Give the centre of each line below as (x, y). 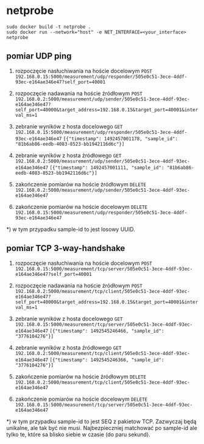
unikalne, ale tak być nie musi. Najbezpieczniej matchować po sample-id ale (102, 428)
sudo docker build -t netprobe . (49, 27)
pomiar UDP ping (39, 56)
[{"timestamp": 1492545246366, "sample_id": (107, 360)
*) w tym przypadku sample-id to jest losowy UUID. (71, 229)
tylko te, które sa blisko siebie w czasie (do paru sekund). (78, 434)
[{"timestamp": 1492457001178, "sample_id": (121, 139)
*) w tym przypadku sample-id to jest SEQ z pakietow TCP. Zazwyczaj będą (101, 421)
